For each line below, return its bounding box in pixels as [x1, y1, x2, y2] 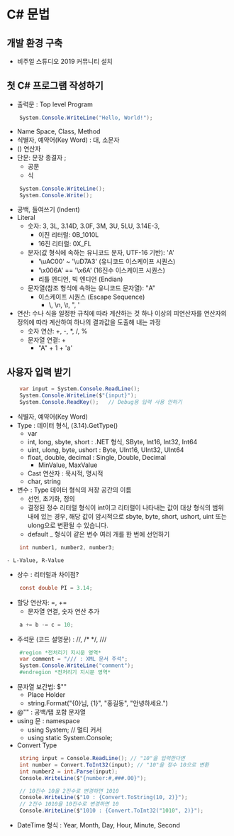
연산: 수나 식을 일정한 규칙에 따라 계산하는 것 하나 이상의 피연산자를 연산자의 [16, 309, 228, 318]
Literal [16, 214, 36, 222]
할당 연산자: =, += [16, 598, 67, 607]
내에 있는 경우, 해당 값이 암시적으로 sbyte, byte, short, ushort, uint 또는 [27, 512, 228, 520]
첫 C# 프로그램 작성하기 [6, 79, 104, 92]
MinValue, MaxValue [38, 461, 98, 469]
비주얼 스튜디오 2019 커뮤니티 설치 [16, 57, 113, 65]
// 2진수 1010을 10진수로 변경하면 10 [19, 801, 119, 808]
